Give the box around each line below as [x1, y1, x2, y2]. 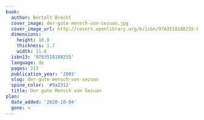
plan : [5, 93, 19, 99]
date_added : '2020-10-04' [11, 99, 77, 105]
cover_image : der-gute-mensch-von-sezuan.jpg [11, 20, 129, 26]
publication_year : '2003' [11, 71, 77, 77]
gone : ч [11, 104, 31, 111]
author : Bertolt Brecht [11, 15, 71, 21]
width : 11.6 [16, 48, 47, 55]
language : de [11, 59, 44, 65]
